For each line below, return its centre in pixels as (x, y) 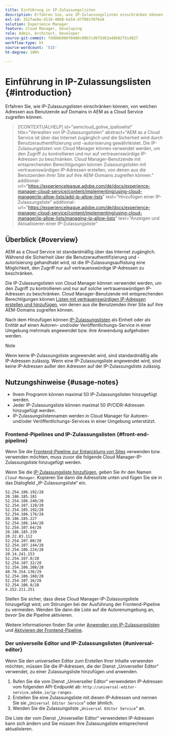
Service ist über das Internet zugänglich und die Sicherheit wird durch (90, 138)
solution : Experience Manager (37, 24)
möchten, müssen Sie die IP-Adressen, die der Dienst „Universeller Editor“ (82, 666)
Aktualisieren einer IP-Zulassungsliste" (58, 224)
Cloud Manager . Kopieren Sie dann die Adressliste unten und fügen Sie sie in (84, 478)
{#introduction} (38, 92)
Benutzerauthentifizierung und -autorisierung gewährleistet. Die (84, 143)
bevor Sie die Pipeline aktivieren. (39, 615)
